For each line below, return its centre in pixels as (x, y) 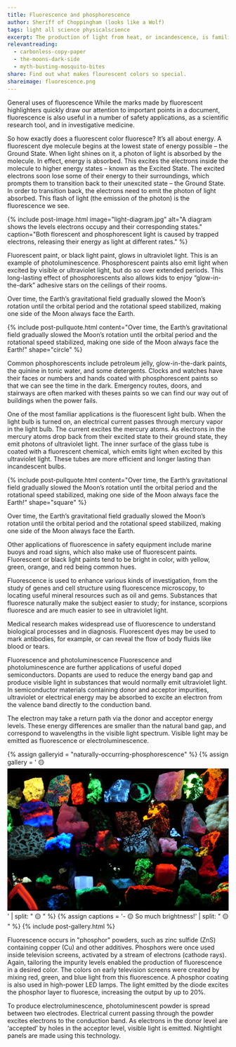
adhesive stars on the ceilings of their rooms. (102, 285)
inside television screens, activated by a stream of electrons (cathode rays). (117, 955)
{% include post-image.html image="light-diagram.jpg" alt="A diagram (110, 219)
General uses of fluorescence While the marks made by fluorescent (105, 103)
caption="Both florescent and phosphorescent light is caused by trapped (113, 234)
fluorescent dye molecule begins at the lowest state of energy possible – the (118, 146)
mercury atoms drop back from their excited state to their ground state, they (118, 436)
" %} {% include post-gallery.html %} (61, 926)
